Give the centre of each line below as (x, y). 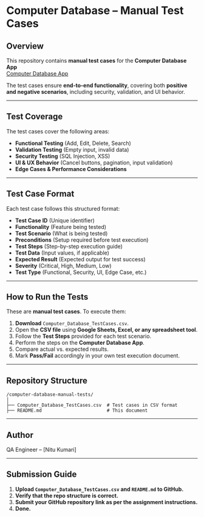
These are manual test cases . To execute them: (66, 312)
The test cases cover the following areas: (58, 131)
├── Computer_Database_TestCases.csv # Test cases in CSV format (92, 406)
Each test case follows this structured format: (63, 208)
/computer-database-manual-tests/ (50, 395)
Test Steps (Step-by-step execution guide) (69, 246)
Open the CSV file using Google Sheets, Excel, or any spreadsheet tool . (106, 330)
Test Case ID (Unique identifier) (55, 220)
